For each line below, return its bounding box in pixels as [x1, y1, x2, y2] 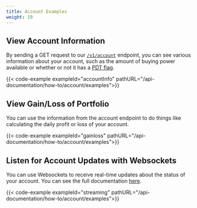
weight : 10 [6, 14, 33, 20]
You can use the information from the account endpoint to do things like [6, 114, 182, 121]
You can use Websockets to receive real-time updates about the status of [6, 171, 185, 178]
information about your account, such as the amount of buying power [6, 58, 176, 65]
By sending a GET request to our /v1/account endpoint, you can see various [6, 51, 191, 59]
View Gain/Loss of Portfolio [6, 98, 109, 109]
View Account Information [6, 36, 105, 46]
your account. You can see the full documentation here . [6, 177, 142, 184]
